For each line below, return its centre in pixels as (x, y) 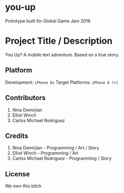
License (18, 174)
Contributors (25, 98)
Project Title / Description (59, 41)
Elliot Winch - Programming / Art (45, 153)
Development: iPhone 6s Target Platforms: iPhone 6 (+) (62, 82)
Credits (17, 136)
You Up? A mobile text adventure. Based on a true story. (62, 55)
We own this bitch (23, 186)
